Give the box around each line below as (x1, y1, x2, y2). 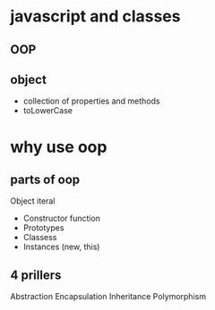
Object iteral (10, 196, 56, 206)
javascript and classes (10, 6, 181, 27)
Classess (22, 232, 57, 243)
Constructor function (22, 213, 101, 224)
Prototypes (22, 222, 64, 233)
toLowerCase (22, 105, 73, 116)
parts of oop (10, 172, 81, 187)
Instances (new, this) (22, 241, 100, 252)
